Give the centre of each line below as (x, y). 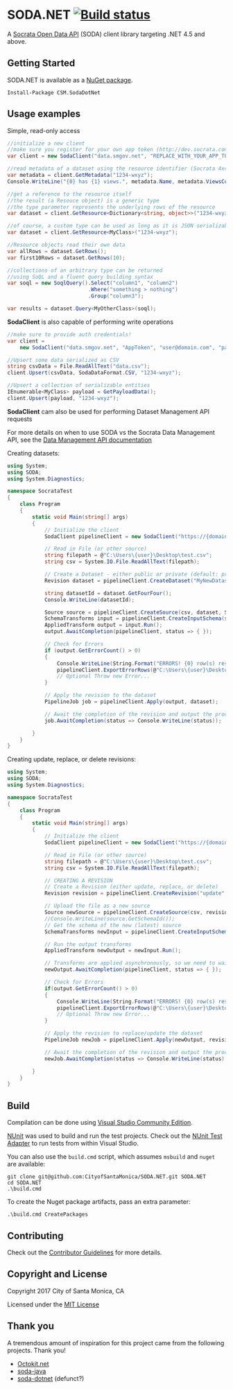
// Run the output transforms (88, 944)
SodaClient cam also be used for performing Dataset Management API (109, 411)
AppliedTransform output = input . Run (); (103, 625)
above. (17, 41)
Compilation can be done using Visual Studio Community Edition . (100, 1123)
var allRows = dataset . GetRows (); (57, 251)
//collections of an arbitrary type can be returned (85, 270)
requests (20, 419)
